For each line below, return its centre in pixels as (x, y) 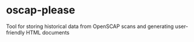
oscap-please (41, 10)
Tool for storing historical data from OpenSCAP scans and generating (90, 26)
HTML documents (48, 32)
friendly (16, 32)
